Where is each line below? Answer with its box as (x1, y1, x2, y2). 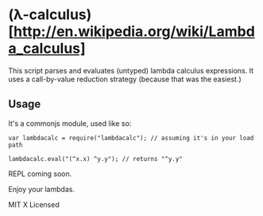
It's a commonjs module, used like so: (8, 118, 132, 128)
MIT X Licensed (8, 199, 60, 209)
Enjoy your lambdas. (8, 184, 75, 194)
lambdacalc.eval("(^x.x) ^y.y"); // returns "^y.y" (8, 155, 183, 163)
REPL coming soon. (8, 169, 72, 179)
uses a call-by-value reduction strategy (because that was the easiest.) (8, 74, 242, 84)
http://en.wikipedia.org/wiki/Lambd (13, 22, 256, 41)
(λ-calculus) (8, 6, 92, 24)
